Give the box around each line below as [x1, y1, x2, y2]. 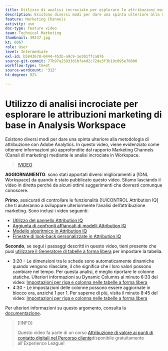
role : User [5, 44, 28, 49]
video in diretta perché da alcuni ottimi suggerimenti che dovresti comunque [5, 182, 162, 188]
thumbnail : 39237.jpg [5, 35, 50, 40]
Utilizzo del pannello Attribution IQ [12, 217, 83, 223]
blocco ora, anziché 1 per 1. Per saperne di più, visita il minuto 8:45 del [12, 289, 158, 295]
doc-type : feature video [5, 26, 57, 31]
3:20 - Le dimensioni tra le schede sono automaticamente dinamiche [12, 258, 154, 264]
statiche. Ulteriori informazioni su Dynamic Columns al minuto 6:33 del [12, 273, 158, 280]
